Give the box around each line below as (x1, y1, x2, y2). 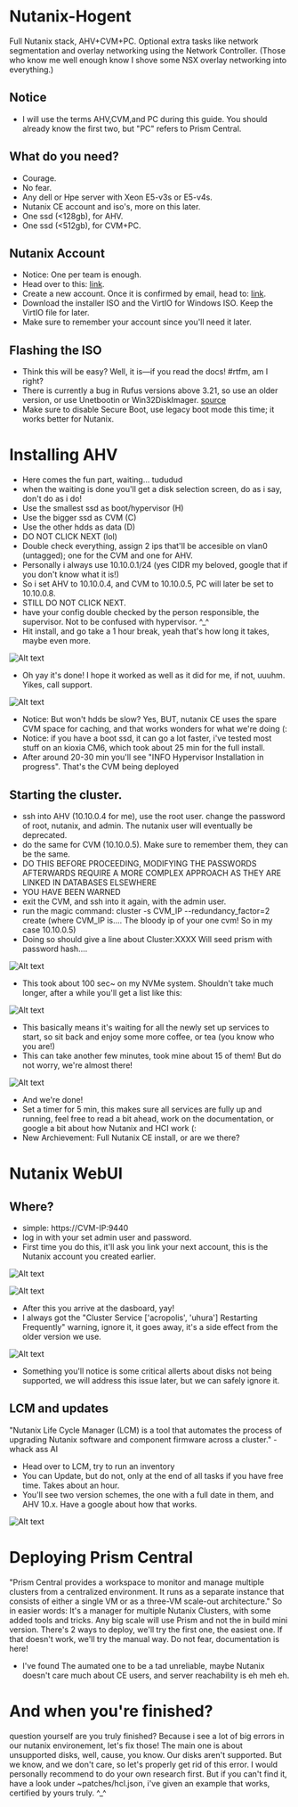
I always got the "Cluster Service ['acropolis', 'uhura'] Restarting (21, 1312, 258, 1323)
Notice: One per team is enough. (21, 269, 142, 280)
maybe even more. (21, 636, 92, 646)
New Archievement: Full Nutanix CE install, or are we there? (21, 1132, 240, 1143)
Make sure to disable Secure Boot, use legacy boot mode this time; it (21, 404, 275, 415)
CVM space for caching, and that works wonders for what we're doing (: (21, 724, 287, 735)
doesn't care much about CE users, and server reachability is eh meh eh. (21, 1670, 290, 1680)
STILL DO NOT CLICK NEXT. (21, 597, 126, 608)
